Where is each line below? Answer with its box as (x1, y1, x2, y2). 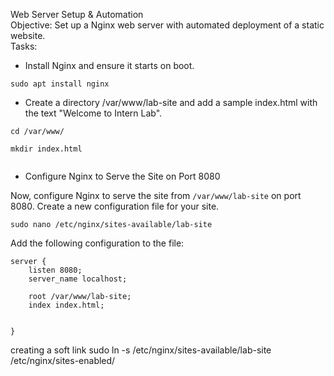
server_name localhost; (28, 274, 128, 284)
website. (10, 30, 46, 41)
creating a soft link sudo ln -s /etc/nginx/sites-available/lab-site (10, 344, 272, 356)
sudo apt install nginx (10, 79, 110, 89)
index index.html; (28, 300, 105, 310)
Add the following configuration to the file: (10, 237, 185, 249)
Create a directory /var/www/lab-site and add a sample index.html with (24, 97, 318, 108)
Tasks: (10, 40, 38, 52)
